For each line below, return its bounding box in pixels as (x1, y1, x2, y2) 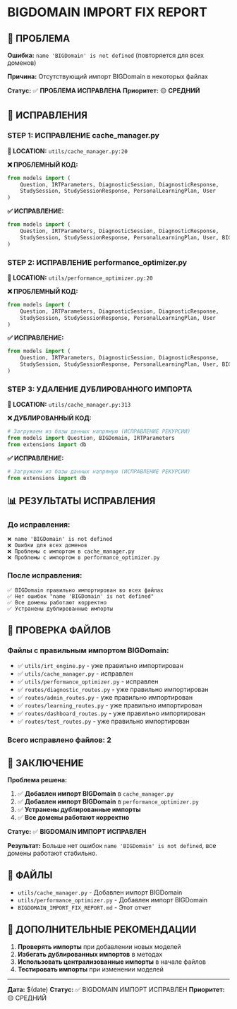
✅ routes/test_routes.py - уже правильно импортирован (17, 717, 190, 726)
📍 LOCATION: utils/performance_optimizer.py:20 (7, 273, 153, 282)
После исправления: (7, 571, 83, 580)
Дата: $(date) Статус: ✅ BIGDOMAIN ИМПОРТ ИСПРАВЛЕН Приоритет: (7, 985, 225, 993)
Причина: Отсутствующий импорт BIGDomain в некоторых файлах (7, 72, 208, 80)
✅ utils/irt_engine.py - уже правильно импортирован (17, 662, 183, 670)
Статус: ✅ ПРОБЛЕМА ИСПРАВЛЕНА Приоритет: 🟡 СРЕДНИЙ (7, 86, 200, 95)
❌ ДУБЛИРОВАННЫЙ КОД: (7, 414, 92, 422)
